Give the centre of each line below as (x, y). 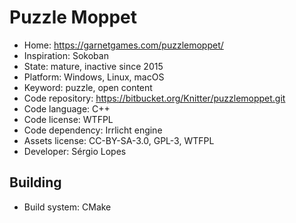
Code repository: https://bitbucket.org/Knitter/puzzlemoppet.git (154, 98)
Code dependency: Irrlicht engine (93, 130)
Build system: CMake (67, 207)
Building (35, 182)
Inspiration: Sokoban (66, 55)
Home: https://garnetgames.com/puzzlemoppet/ (123, 45)
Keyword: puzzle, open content (88, 87)
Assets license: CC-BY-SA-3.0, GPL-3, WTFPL (119, 140)
